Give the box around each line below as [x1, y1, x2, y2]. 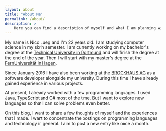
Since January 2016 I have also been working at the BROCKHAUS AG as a [5, 70, 156, 76]
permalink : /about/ [5, 16, 45, 21]
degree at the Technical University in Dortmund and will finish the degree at [5, 50, 159, 56]
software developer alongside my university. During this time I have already [5, 75, 159, 81]
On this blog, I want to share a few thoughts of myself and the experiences [5, 110, 157, 116]
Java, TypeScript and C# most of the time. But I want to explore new [5, 95, 144, 101]
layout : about [5, 7, 35, 12]
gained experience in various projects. [5, 80, 83, 87]
